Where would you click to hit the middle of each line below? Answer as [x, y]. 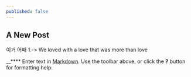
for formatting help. [29, 68]
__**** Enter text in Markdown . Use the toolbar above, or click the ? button [96, 61]
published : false [27, 11]
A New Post [28, 35]
